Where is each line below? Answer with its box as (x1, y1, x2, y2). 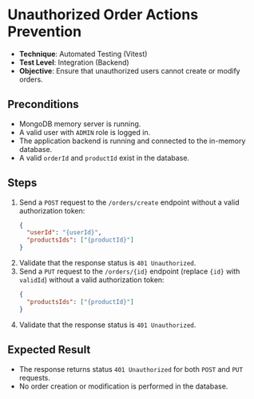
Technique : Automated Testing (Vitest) (18, 49, 148, 58)
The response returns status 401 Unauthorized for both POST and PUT (18, 364, 244, 373)
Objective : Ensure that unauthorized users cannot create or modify (18, 66, 240, 75)
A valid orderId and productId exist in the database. (18, 153, 189, 162)
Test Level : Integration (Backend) (18, 58, 129, 67)
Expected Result (7, 343, 91, 357)
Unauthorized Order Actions (7, 6, 199, 24)
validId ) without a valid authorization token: (18, 275, 165, 285)
